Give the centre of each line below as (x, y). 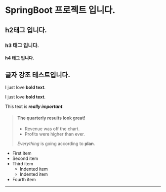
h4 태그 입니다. (20, 58)
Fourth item (24, 180)
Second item (25, 158)
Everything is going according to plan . (56, 144)
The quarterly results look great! (51, 118)
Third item (23, 164)
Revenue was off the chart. (52, 129)
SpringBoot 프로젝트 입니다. (60, 10)
